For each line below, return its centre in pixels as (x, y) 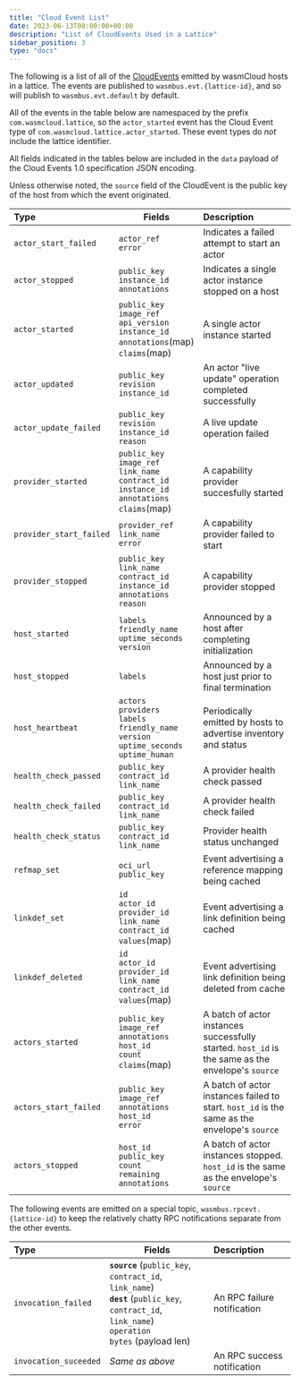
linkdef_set (39, 918)
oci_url (135, 866)
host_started (42, 634)
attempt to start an (242, 244)
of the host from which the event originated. (90, 195)
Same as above (142, 1362)
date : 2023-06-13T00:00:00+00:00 (71, 26)
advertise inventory (244, 733)
